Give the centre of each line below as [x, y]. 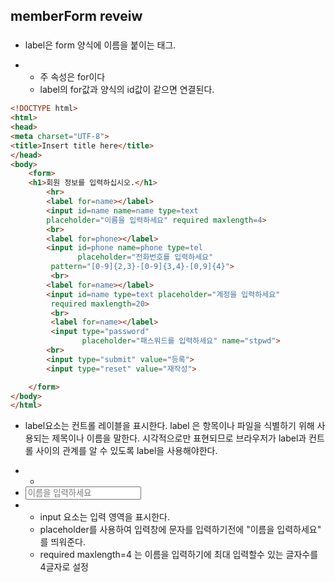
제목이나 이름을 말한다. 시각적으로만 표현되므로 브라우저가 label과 [179, 438]
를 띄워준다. [62, 542]
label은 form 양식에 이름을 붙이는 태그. [100, 45]
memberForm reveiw [76, 16]
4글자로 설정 [64, 567]
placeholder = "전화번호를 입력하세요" [145, 257]
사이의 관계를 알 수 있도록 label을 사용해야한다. [126, 451]
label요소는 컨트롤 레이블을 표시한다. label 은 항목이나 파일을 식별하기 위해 [169, 426]
